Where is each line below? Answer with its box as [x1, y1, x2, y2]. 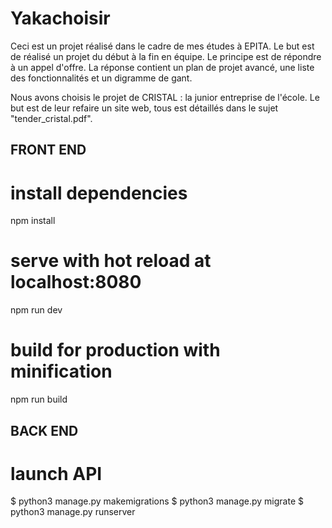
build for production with [10, 339, 221, 362]
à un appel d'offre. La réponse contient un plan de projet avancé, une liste [10, 61, 315, 73]
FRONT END [10, 142, 87, 159]
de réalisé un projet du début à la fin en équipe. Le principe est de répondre [10, 50, 322, 62]
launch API [10, 462, 103, 485]
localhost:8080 [10, 271, 142, 294]
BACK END [10, 422, 79, 439]
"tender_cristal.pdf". [10, 112, 93, 124]
